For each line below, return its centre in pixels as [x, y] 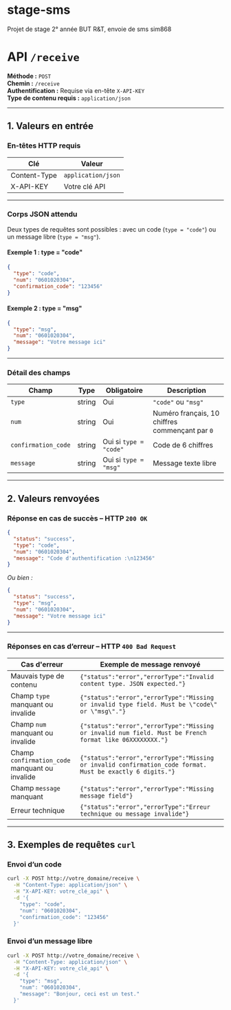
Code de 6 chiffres [183, 445]
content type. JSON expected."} [133, 684]
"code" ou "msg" [178, 402]
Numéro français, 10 [186, 414]
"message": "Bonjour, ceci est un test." [79, 994]
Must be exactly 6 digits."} [128, 771]
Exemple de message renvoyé [150, 664]
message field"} [107, 796]
